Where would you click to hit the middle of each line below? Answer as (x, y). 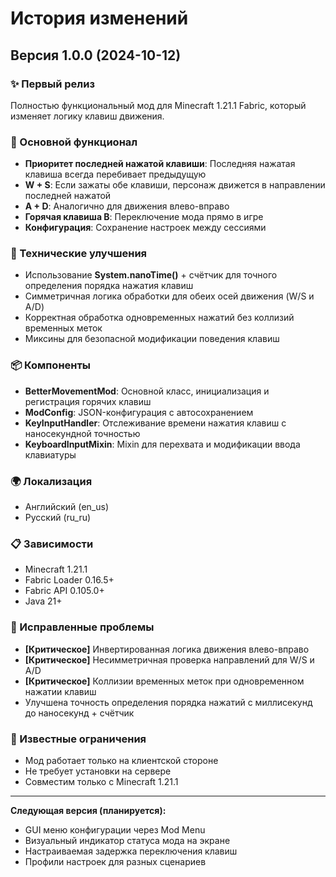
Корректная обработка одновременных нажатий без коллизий (159, 318)
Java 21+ (43, 601)
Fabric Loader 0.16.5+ (69, 580)
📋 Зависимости (52, 544)
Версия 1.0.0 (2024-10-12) (96, 55)
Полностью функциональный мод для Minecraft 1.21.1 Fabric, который (158, 105)
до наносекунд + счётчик (79, 713)
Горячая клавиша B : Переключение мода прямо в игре (144, 217)
